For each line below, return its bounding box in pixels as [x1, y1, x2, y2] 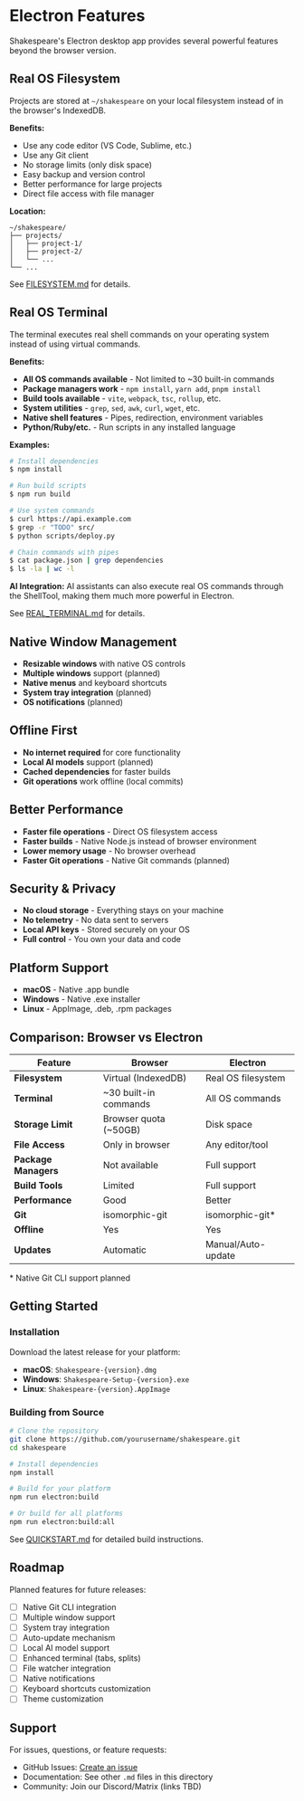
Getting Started [9, 1299, 99, 1314]
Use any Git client [22, 149, 89, 160]
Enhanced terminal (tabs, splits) [22, 1653, 141, 1663]
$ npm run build [9, 490, 71, 499]
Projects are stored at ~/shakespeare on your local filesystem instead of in [9, 95, 284, 106]
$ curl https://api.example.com [9, 514, 131, 523]
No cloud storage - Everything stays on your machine [22, 905, 224, 916]
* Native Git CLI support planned [9, 1272, 131, 1283]
